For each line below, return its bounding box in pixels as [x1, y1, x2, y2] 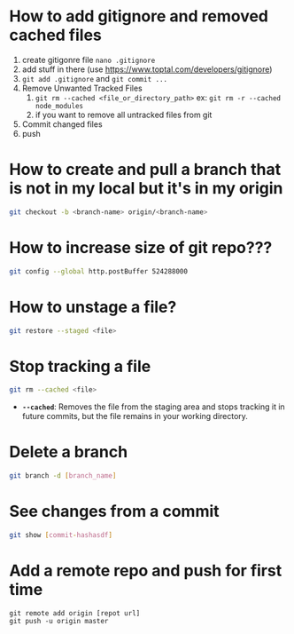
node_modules [35, 101, 84, 110]
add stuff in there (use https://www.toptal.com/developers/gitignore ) [21, 64, 273, 75]
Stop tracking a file [9, 356, 151, 376]
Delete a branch [9, 442, 128, 463]
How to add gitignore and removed [9, 6, 268, 27]
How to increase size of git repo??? [9, 237, 273, 258]
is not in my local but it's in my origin [9, 178, 283, 199]
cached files [9, 25, 102, 45]
